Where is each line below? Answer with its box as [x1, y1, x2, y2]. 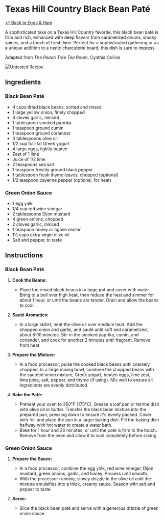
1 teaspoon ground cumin [12, 125, 64, 131]
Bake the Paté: [12, 391, 43, 397]
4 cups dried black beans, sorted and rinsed [12, 104, 102, 110]
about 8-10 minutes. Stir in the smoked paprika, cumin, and [19, 331, 139, 337]
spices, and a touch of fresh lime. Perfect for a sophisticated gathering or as [5, 39, 159, 45]
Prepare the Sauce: [12, 456, 52, 462]
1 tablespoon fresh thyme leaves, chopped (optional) [12, 172, 118, 178]
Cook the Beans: [12, 277, 47, 283]
